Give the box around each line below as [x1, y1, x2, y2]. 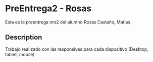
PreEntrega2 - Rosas [5, 3, 92, 14]
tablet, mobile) [5, 51, 35, 57]
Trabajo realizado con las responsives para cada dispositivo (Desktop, [5, 46, 149, 52]
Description [5, 33, 42, 41]
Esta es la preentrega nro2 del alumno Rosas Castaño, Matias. [5, 19, 132, 25]
